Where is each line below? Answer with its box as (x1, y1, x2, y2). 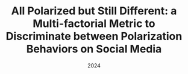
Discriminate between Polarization (5, 30, 183, 43)
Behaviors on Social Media (26, 42, 162, 56)
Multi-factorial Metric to (33, 17, 155, 30)
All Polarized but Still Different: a (11, 4, 177, 18)
